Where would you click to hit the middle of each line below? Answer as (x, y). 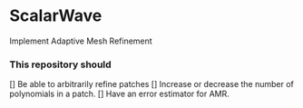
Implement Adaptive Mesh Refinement (81, 41)
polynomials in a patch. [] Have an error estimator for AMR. (119, 94)
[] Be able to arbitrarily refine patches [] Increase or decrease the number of (152, 84)
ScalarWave (56, 16)
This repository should (60, 64)
